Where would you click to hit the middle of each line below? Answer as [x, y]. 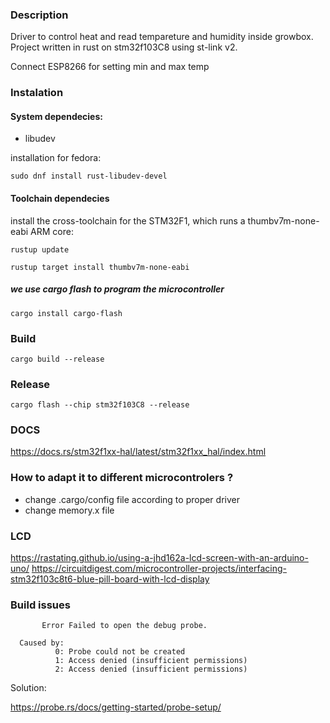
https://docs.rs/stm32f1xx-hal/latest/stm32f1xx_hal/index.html [138, 452]
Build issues [40, 605]
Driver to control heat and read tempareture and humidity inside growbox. [162, 37]
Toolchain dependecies [60, 199]
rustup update [40, 249]
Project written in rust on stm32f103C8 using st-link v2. [124, 47]
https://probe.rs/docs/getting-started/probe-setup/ [116, 707]
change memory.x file [69, 510]
